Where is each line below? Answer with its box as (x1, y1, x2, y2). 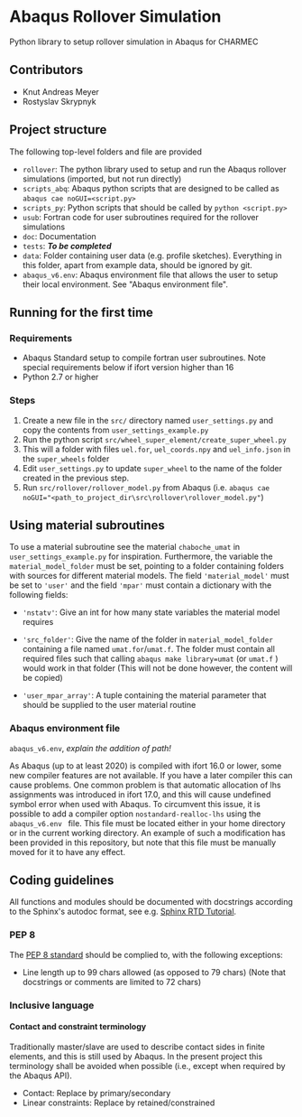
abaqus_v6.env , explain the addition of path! (9, 742, 171, 753)
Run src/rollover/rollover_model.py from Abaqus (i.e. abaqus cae (22, 481, 270, 493)
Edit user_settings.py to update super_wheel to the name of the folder (22, 462, 282, 473)
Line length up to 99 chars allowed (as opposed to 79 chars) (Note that (22, 966, 287, 977)
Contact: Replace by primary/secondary (22, 1087, 171, 1098)
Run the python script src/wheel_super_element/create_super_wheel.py (22, 433, 287, 444)
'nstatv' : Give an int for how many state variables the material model (22, 607, 280, 618)
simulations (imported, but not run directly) (22, 173, 182, 184)
